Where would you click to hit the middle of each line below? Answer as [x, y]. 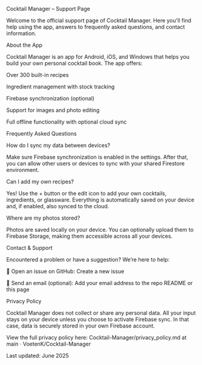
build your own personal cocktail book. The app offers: [75, 63]
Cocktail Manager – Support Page [48, 9]
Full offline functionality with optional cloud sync [67, 122]
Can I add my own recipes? [40, 182]
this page [18, 289]
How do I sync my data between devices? [58, 145]
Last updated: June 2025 [37, 356]
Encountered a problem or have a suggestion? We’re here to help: [88, 259]
